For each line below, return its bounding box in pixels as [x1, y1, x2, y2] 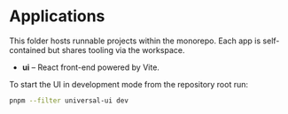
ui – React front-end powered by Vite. [21, 62, 160, 72]
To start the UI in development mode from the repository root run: [9, 79, 249, 89]
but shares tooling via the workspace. [47, 44, 185, 55]
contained [9, 44, 46, 55]
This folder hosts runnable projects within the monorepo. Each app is [9, 35, 261, 46]
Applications [9, 6, 105, 27]
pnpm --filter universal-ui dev [9, 95, 128, 105]
